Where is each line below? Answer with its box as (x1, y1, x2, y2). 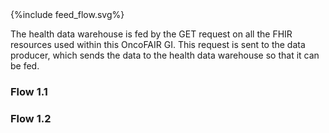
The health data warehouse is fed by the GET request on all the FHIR (10, 28, 293, 40)
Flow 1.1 (10, 84, 48, 98)
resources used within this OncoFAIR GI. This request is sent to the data (10, 39, 306, 50)
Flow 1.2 (10, 111, 52, 125)
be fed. (10, 60, 40, 72)
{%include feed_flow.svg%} (10, 9, 125, 20)
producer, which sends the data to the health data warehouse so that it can (10, 49, 320, 61)
